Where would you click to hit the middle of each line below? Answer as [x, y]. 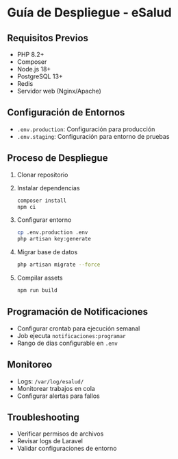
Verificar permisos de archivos [60, 434]
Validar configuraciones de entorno [67, 449]
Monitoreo [30, 365]
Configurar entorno [44, 220]
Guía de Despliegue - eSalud [90, 13]
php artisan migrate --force [59, 265]
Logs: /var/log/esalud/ [50, 381]
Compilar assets [40, 278]
